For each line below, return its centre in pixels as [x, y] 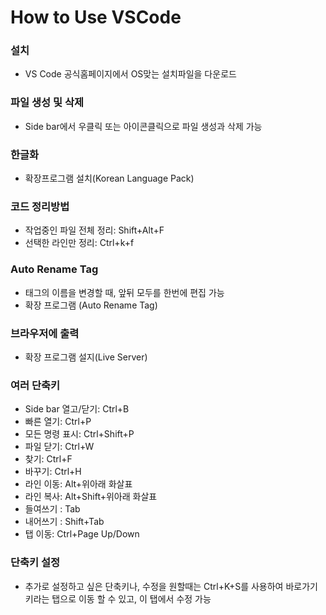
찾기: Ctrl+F [48, 459]
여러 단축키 [35, 385]
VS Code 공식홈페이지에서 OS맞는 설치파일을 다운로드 [130, 74]
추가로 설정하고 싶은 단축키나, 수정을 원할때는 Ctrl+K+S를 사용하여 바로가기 [171, 586]
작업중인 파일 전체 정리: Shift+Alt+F [94, 230]
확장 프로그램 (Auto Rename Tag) [91, 305]
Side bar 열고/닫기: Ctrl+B [77, 409]
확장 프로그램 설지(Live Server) [86, 357]
